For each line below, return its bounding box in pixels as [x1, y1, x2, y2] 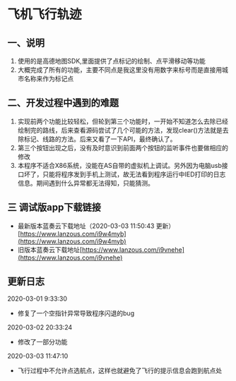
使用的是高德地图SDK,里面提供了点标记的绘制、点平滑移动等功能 [17, 57, 206, 65]
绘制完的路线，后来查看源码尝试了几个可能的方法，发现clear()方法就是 [17, 126, 223, 134]
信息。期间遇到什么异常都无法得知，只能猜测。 [17, 179, 154, 187]
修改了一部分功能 [17, 338, 68, 346]
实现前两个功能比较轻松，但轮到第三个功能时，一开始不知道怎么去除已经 [17, 117, 228, 126]
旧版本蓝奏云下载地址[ [17, 245, 83, 254]
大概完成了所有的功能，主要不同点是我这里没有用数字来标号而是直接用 [17, 66, 223, 74]
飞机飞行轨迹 [7, 6, 83, 23]
